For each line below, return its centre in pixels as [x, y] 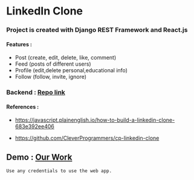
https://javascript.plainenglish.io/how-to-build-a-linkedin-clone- [95, 120]
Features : [19, 44]
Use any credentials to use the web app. [59, 171]
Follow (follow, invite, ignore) [50, 77]
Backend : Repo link [36, 93]
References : [23, 107]
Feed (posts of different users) [53, 64]
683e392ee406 [34, 126]
